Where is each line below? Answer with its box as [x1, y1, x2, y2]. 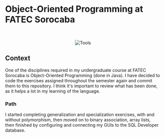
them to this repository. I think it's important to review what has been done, [5, 83, 158, 89]
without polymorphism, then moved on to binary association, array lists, [5, 117, 151, 123]
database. [5, 127, 26, 134]
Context [5, 54, 31, 63]
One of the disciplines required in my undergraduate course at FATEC [5, 67, 147, 73]
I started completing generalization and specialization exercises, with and [5, 112, 155, 118]
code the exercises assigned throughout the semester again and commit [5, 77, 153, 83]
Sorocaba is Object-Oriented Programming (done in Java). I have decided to [5, 72, 161, 78]
